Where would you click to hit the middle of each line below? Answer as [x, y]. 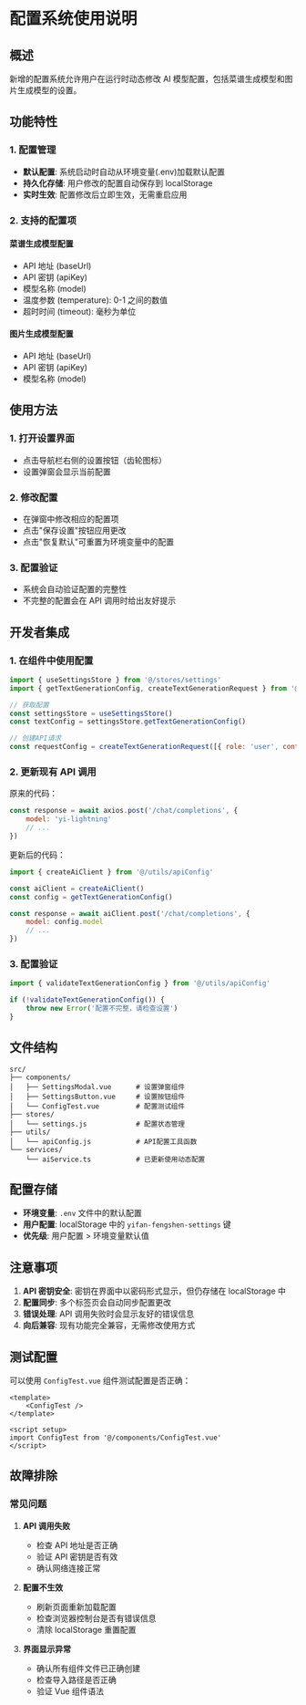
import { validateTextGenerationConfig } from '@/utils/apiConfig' [140, 983]
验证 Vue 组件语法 [70, 1691]
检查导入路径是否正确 [76, 1679]
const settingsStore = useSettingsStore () [91, 713]
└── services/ [36, 1149]
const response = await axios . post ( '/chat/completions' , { [124, 811]
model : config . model [65, 922]
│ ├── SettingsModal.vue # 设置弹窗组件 [97, 1086]
